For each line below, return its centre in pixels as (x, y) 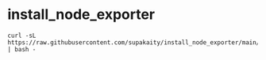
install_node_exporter (81, 15)
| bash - (22, 49)
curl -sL (22, 36)
